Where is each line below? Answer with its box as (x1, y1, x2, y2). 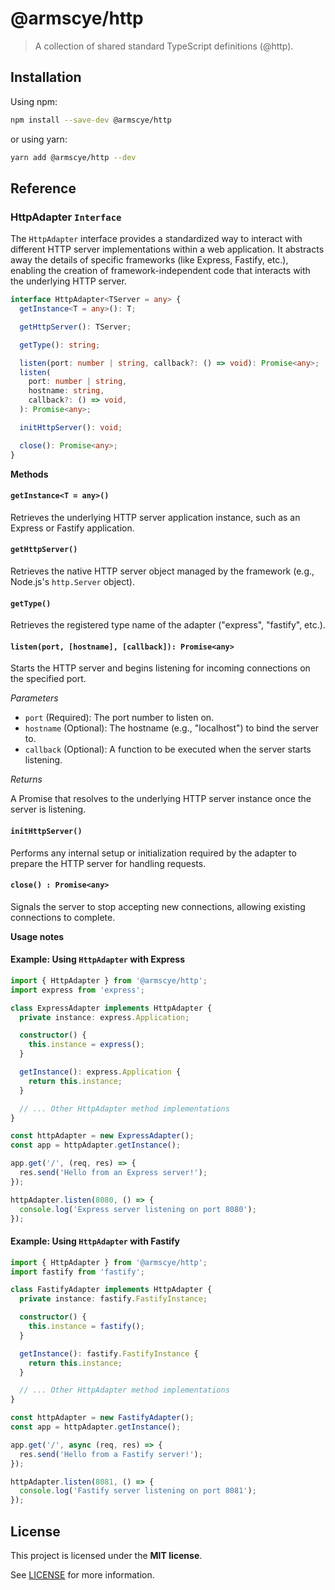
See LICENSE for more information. (10, 1569, 155, 1581)
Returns (10, 773, 43, 786)
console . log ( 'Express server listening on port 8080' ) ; (19, 1204, 257, 1214)
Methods (10, 468, 49, 480)
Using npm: (10, 95, 58, 107)
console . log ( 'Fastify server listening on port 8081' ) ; (19, 1486, 257, 1496)
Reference (10, 180, 77, 197)
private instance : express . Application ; (19, 1012, 190, 1022)
